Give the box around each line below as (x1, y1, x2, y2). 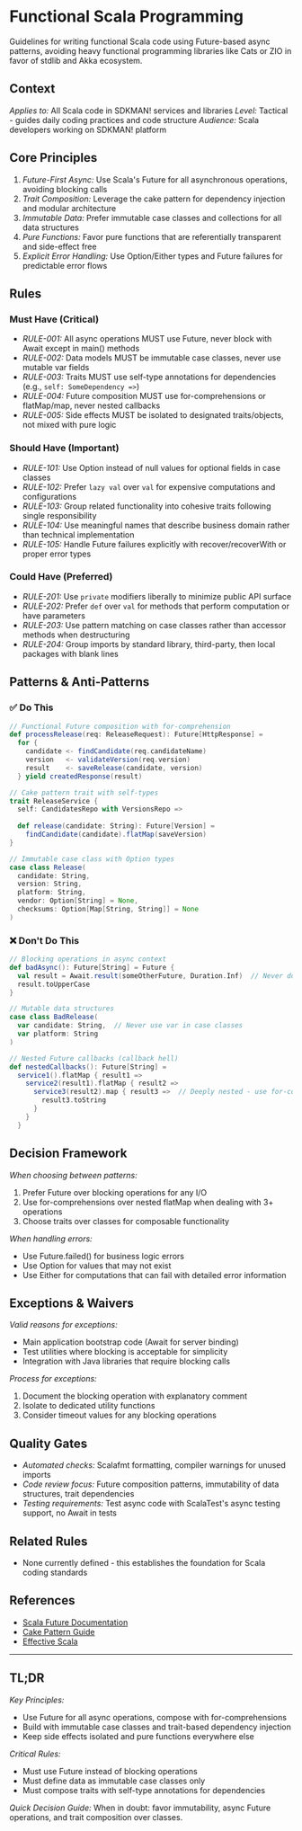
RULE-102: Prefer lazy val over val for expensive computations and (22, 481, 276, 492)
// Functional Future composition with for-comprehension (9, 722, 231, 731)
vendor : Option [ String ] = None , (17, 896, 139, 905)
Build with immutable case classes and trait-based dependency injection (22, 1721, 292, 1732)
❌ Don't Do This (9, 934, 79, 947)
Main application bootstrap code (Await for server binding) (22, 1337, 240, 1347)
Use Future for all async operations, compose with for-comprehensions (22, 1711, 288, 1722)
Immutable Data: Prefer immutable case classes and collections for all (22, 212, 282, 223)
